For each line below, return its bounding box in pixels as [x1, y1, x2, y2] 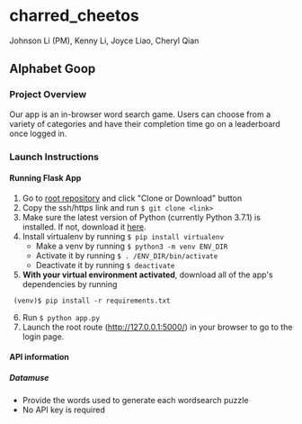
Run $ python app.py [22, 311, 101, 322]
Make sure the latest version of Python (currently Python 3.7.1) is [22, 212, 261, 222]
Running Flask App [9, 173, 82, 184]
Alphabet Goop [9, 61, 96, 77]
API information [9, 352, 70, 363]
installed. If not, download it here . [22, 221, 147, 232]
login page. [22, 330, 65, 342]
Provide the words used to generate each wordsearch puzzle [22, 395, 249, 406]
